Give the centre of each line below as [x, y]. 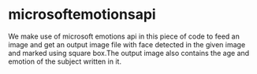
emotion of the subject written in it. [65, 61]
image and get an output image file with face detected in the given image [127, 44]
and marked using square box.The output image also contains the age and [129, 53]
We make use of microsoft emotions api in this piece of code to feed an [124, 36]
